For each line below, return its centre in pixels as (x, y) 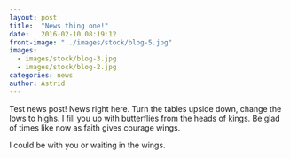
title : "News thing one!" (59, 26)
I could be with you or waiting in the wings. (87, 145)
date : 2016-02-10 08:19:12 (63, 34)
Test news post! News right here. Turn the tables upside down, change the (145, 108)
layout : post (33, 17)
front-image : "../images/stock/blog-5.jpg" (91, 42)
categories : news (41, 76)
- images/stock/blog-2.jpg (67, 68)
